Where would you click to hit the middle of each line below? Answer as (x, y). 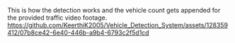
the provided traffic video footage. (57, 18)
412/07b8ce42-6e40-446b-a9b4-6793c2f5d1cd (79, 32)
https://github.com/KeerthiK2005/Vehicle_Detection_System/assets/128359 (118, 25)
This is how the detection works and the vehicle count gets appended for (114, 10)
